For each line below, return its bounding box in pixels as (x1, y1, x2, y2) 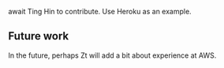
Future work (8, 29, 69, 43)
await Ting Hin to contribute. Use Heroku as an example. (8, 7, 192, 16)
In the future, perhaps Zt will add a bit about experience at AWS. (8, 51, 217, 60)
